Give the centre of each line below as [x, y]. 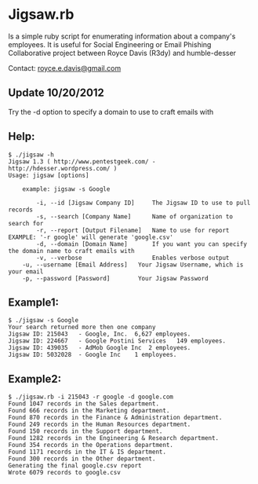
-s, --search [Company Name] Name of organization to [135, 216]
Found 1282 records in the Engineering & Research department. [114, 438]
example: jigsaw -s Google [66, 189]
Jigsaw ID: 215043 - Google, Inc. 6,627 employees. [100, 334]
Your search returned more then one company [82, 328]
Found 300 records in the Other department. [82, 459]
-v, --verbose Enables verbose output [133, 258]
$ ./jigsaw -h [31, 155]
